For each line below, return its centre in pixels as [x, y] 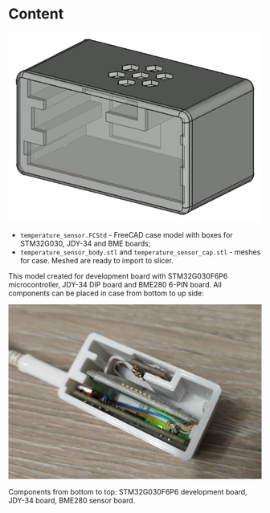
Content [36, 14]
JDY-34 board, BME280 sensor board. [72, 500]
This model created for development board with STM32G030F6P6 [118, 276]
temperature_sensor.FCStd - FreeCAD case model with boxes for [126, 234]
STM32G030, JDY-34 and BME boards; [85, 243]
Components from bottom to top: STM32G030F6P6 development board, [128, 491]
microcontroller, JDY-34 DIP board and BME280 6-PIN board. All [115, 284]
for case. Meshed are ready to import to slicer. [97, 260]
